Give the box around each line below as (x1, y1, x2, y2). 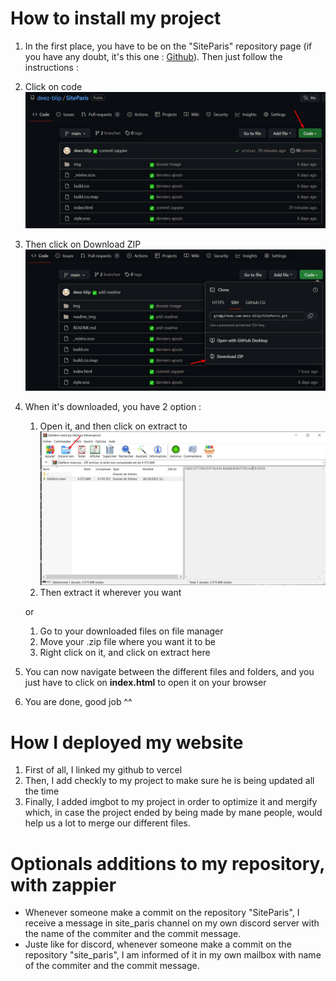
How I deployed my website (10, 731, 244, 754)
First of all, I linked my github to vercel (24, 764, 183, 776)
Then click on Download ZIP (24, 238, 142, 250)
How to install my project (10, 7, 222, 30)
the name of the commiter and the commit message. (24, 928, 242, 940)
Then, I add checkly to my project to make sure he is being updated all (24, 775, 315, 787)
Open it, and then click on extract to (39, 420, 188, 432)
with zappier (10, 873, 117, 896)
